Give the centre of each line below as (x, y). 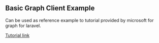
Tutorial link (17, 35)
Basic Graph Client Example (50, 8)
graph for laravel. (23, 25)
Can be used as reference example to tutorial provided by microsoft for (80, 20)
